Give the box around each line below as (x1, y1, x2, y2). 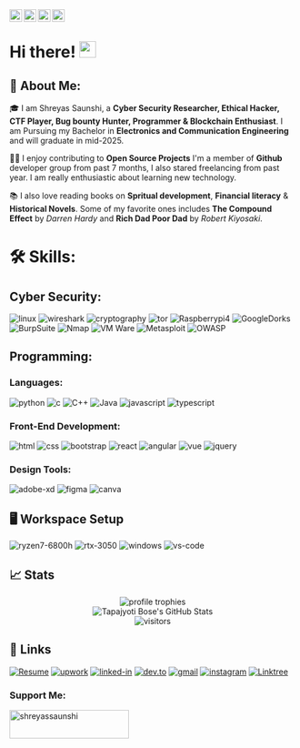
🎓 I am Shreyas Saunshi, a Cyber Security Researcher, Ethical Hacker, (9, 103, 280, 113)
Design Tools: (9, 463, 72, 476)
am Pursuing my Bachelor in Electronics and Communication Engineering (9, 126, 289, 136)
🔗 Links (9, 642, 52, 658)
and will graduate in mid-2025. (9, 136, 125, 146)
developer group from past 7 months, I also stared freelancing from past (9, 163, 280, 173)
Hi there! (9, 42, 76, 63)
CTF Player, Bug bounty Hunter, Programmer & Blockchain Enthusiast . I (9, 116, 284, 126)
